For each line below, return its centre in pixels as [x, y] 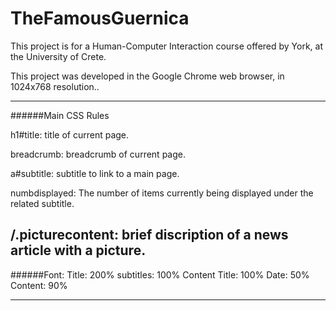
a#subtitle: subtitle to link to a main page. [95, 173]
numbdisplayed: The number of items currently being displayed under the [162, 193]
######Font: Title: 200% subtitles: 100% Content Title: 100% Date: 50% [160, 274]
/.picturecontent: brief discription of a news [149, 235]
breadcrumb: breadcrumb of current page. [98, 154]
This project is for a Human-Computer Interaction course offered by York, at [167, 46]
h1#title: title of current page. [70, 134]
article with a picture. [78, 250]
